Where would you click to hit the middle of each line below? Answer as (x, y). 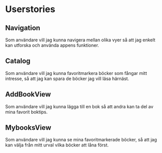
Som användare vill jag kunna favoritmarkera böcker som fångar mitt (76, 73)
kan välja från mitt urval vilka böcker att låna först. (57, 145)
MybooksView (28, 128)
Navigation (23, 28)
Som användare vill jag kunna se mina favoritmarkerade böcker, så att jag (81, 140)
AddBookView (28, 94)
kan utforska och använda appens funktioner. (52, 45)
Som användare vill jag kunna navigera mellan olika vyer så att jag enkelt (80, 40)
